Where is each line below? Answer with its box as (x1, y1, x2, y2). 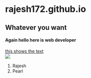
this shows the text (5, 48, 44, 54)
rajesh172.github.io (5, 3, 87, 15)
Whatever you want (5, 23, 67, 32)
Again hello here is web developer (5, 37, 77, 43)
